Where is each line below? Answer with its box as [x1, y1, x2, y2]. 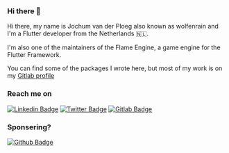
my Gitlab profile [7, 72, 55, 80]
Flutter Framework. [7, 51, 62, 59]
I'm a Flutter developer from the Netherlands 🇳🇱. [7, 29, 149, 38]
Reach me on [7, 89, 52, 99]
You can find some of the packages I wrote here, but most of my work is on [7, 64, 223, 72]
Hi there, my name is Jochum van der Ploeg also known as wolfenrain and [7, 22, 219, 31]
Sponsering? [7, 122, 51, 131]
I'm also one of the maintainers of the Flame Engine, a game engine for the [7, 43, 221, 51]
